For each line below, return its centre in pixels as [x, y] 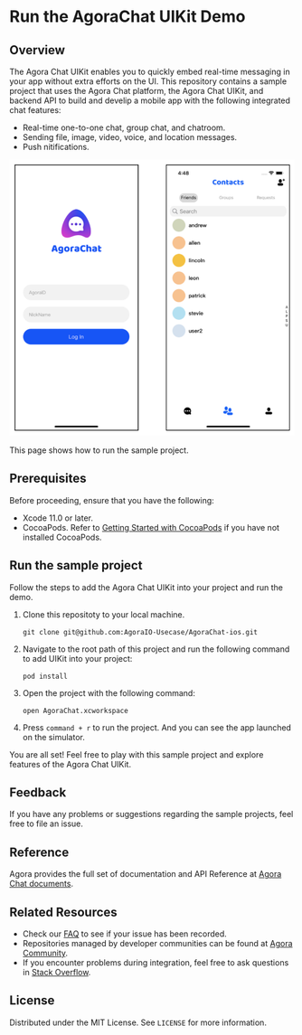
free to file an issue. [47, 823]
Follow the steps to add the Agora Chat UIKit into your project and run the [146, 587]
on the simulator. [54, 737]
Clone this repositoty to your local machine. [104, 614]
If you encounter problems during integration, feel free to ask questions [156, 963]
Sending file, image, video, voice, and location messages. [130, 137]
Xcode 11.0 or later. [57, 518]
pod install [45, 676]
